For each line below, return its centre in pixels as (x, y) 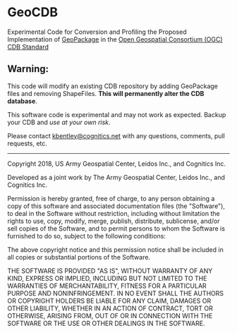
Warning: (28, 69)
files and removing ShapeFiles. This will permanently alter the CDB (106, 93)
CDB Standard (28, 47)
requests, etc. (28, 143)
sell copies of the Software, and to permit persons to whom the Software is (116, 228)
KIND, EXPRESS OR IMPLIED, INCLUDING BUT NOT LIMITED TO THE (107, 278)
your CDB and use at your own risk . (59, 122)
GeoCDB (33, 12)
